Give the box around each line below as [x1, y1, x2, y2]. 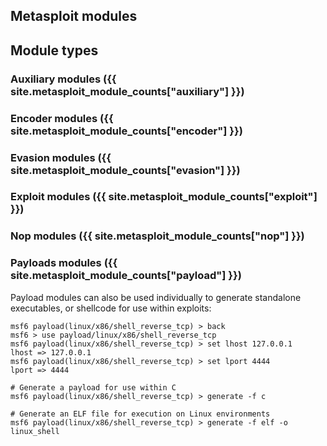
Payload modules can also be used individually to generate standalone [10, 291, 302, 303]
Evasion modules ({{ [10, 150, 112, 164]
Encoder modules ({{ [10, 111, 114, 125]
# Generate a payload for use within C [10, 382, 177, 393]
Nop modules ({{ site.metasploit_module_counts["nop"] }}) [10, 229, 305, 243]
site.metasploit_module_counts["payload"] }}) [10, 269, 242, 283]
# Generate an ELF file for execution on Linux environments [10, 409, 271, 419]
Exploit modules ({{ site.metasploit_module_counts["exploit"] [10, 190, 318, 204]
